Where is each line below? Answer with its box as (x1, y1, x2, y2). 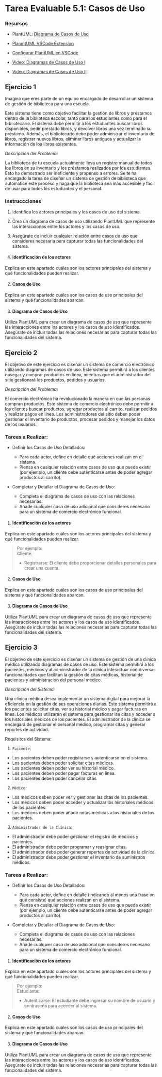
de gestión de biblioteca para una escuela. (5, 101, 90, 107)
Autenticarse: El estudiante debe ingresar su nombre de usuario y (24, 997, 155, 1004)
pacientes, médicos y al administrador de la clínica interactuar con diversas (5, 666, 156, 672)
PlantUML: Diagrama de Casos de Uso (12, 31, 89, 37)
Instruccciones (5, 198, 42, 205)
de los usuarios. (5, 421, 37, 427)
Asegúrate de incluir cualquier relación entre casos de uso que (12, 233, 138, 239)
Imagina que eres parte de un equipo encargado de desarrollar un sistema (5, 96, 154, 102)
